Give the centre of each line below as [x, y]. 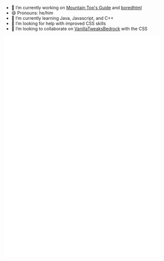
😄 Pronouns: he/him [32, 13]
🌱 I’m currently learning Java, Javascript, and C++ [62, 18]
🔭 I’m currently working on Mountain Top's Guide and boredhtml [77, 8]
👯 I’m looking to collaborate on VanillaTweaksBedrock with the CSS [79, 29]
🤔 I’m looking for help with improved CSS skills [59, 23]
